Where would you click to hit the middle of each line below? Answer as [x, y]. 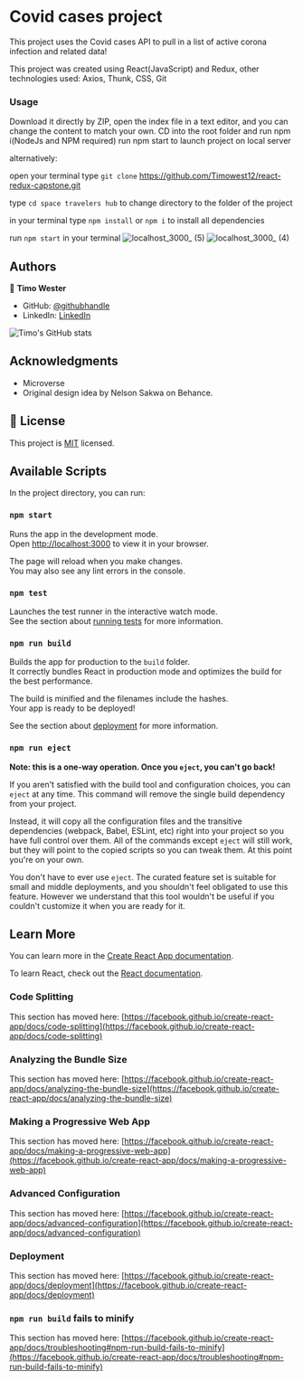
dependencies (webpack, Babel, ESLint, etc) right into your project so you [147, 830]
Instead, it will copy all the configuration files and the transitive [126, 821]
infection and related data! [58, 51]
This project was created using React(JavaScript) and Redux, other [134, 69]
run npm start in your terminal [65, 238]
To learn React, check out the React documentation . [106, 973]
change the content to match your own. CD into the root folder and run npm [150, 131]
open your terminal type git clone [73, 176]
